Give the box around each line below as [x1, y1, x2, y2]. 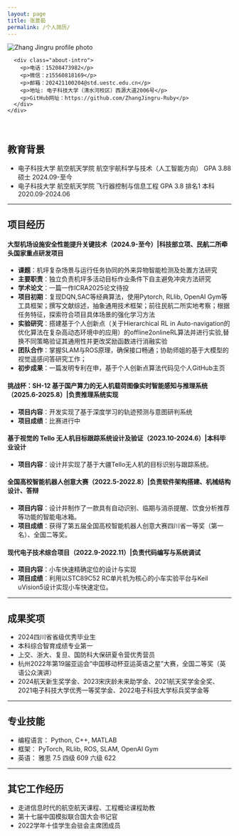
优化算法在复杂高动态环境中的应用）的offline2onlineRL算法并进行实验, [17, 328, 223, 337]
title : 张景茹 [7, 17, 46, 24]
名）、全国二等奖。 [17, 531, 71, 539]
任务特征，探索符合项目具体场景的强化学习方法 [17, 310, 155, 319]
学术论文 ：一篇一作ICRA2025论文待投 [17, 284, 129, 292]
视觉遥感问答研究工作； [17, 355, 87, 364]
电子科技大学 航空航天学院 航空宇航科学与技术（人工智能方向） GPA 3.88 [17, 164, 231, 172]
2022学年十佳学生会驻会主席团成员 [17, 821, 121, 830]
